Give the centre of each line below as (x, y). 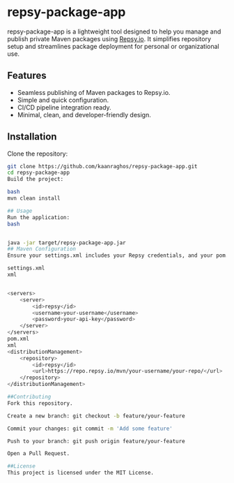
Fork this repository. (40, 403)
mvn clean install (34, 199)
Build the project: (36, 179)
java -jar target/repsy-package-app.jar (67, 243)
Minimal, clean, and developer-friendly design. (84, 114)
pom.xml (18, 339)
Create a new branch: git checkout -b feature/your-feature (96, 416)
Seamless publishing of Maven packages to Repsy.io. (94, 92)
